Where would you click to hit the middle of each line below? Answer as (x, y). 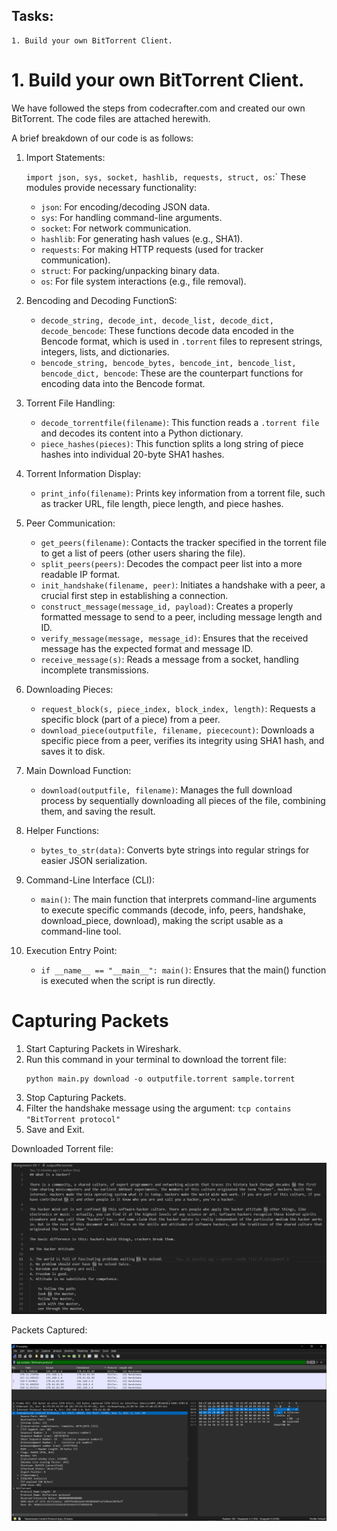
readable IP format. (80, 574)
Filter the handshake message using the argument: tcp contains (158, 1108)
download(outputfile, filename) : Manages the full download (166, 790)
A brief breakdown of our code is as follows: (102, 138)
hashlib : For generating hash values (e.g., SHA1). (141, 238)
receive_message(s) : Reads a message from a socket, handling (169, 659)
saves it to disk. (73, 751)
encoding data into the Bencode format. (123, 383)
